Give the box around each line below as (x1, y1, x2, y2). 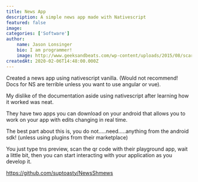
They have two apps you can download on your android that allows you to (6, 110, 186, 117)
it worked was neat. (6, 98, 54, 105)
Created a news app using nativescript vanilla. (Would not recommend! (6, 74, 179, 82)
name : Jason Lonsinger (16, 42, 72, 48)
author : (6, 36, 25, 42)
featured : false (6, 19, 46, 25)
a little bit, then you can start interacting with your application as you (6, 151, 173, 158)
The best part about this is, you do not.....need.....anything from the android (6, 128, 189, 135)
